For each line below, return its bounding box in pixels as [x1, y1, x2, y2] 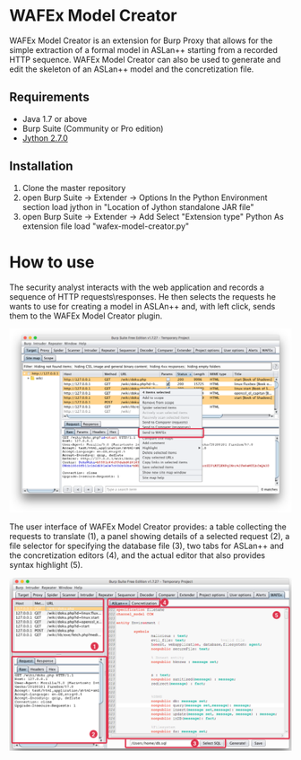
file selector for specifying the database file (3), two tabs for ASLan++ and [9, 540, 285, 551]
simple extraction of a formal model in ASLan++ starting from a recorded [9, 44, 278, 55]
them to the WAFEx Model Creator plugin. [9, 310, 163, 321]
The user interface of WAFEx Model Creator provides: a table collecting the [9, 521, 287, 532]
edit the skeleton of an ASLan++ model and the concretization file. [9, 64, 254, 74]
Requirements [9, 90, 90, 105]
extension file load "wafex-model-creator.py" [21, 221, 190, 231]
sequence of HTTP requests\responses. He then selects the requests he [9, 291, 276, 301]
